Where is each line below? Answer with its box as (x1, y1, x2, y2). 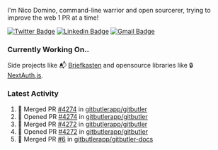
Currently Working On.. (7, 44, 90, 54)
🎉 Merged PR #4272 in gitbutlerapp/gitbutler (17, 120, 148, 128)
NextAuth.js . (7, 71, 44, 80)
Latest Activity (7, 89, 59, 99)
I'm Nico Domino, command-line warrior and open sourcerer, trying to (7, 6, 211, 14)
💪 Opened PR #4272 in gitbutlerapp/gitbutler (17, 127, 149, 136)
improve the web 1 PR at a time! (7, 13, 99, 22)
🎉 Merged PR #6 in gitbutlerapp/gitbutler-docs (17, 135, 154, 143)
